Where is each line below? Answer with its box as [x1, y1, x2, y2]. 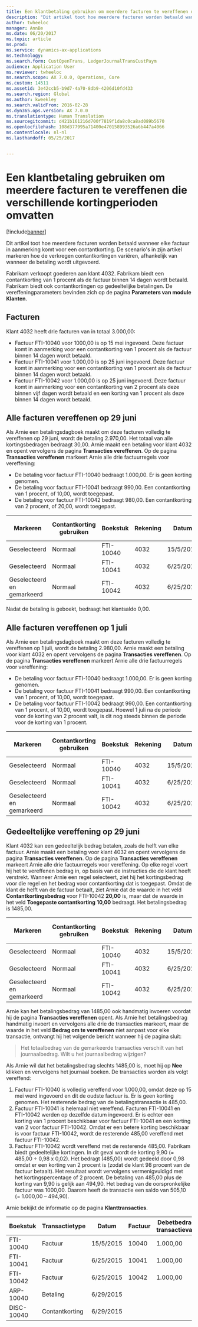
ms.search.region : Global [6, 91, 70, 97]
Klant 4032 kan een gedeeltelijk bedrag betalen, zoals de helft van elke [6, 842, 179, 849]
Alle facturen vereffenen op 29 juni [6, 413, 137, 423]
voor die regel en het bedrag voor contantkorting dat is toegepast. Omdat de [6, 880, 192, 887]
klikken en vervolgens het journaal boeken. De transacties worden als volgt [6, 1068, 189, 1075]
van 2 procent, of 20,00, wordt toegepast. [14, 503, 117, 510]
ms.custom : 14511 [6, 80, 49, 86]
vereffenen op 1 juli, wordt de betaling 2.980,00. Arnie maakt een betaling [6, 645, 184, 652]
